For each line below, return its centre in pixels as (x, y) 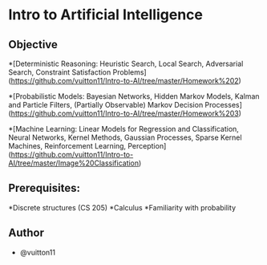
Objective (33, 45)
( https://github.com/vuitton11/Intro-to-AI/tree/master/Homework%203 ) (125, 113)
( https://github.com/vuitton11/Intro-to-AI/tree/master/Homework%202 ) (125, 81)
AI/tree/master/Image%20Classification (74, 163)
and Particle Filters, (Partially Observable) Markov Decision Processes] (125, 105)
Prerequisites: (44, 188)
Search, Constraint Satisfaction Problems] (77, 72)
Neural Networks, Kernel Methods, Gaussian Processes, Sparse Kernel (125, 137)
